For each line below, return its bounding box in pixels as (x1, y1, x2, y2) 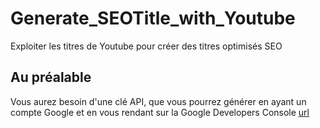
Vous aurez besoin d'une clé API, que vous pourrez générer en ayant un (10, 95, 307, 107)
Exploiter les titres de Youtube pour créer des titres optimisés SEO (10, 40, 283, 52)
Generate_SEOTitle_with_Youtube (10, 7, 296, 30)
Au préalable (10, 69, 92, 86)
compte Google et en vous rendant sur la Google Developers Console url (10, 106, 310, 118)
